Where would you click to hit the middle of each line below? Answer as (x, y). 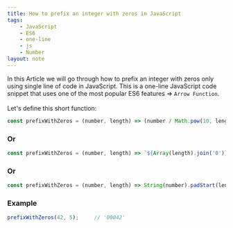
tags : (15, 20)
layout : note (26, 59)
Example (22, 203)
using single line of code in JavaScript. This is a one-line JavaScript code (112, 86)
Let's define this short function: (52, 108)
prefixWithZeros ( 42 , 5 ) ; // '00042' (67, 218)
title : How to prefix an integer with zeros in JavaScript (94, 14)
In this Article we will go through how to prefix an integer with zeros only (111, 79)
